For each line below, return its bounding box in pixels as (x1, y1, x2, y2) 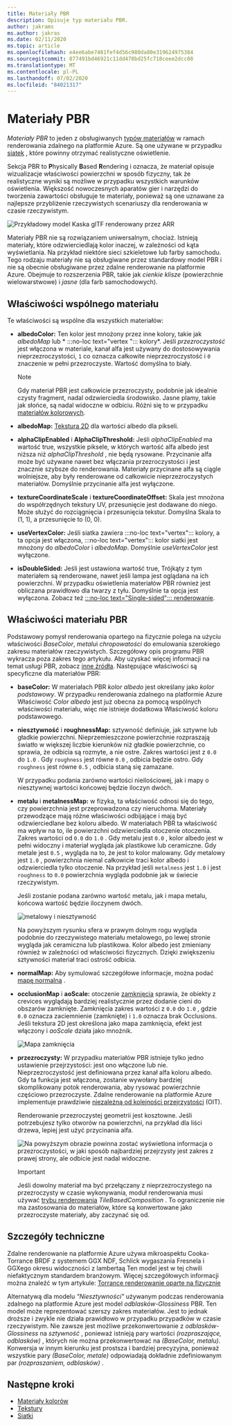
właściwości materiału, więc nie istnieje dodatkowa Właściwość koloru (17, 704, 218, 713)
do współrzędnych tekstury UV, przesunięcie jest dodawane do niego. (17, 501, 217, 508)
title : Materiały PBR (7, 10, 70, 17)
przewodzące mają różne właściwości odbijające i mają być (17, 811, 188, 820)
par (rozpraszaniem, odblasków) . (7, 1359, 104, 1367)
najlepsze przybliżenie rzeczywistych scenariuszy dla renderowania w (7, 199, 208, 208)
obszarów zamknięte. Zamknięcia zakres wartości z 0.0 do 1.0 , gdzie (17, 1004, 217, 1013)
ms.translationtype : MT (7, 62, 76, 69)
